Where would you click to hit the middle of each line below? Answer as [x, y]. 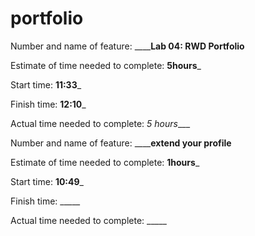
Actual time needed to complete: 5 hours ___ [100, 123]
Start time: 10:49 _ [47, 181]
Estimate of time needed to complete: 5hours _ [106, 65]
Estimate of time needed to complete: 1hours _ [105, 162]
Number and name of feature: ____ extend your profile [121, 143]
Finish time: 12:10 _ [48, 104]
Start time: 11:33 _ [46, 84]
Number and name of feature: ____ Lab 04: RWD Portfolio [127, 46]
